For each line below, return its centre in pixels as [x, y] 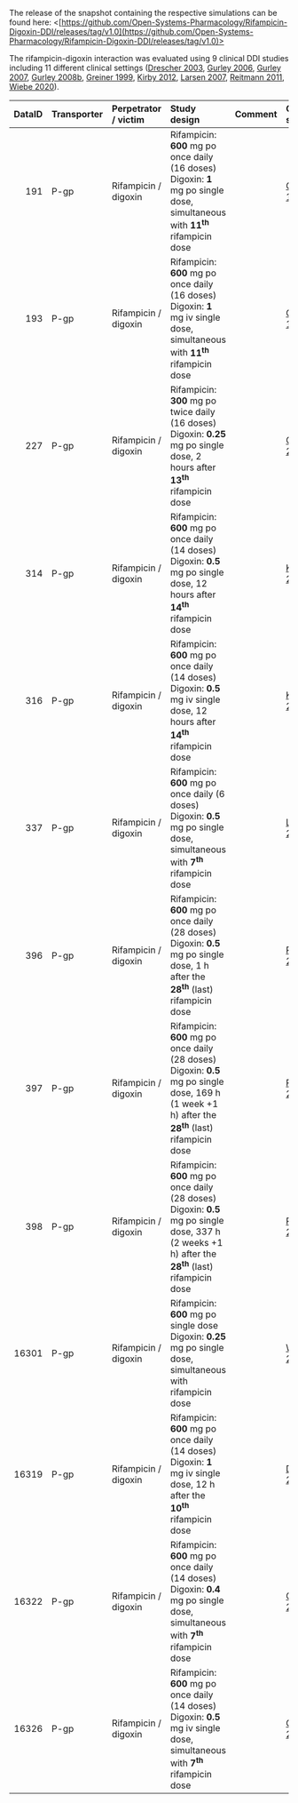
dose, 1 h [190, 965]
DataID [28, 114]
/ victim [128, 120]
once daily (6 [197, 794]
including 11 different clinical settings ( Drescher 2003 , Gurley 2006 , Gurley [145, 68]
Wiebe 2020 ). [34, 87]
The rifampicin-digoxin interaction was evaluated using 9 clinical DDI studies [149, 58]
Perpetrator [137, 108]
